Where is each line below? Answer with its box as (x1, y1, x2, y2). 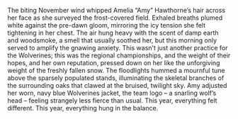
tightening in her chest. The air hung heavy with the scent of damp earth (7, 28, 219, 37)
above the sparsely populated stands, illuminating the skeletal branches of (7, 74, 225, 82)
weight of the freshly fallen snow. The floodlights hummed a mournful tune (7, 67, 225, 74)
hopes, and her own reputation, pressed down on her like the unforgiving (7, 59, 220, 67)
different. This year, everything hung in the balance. (7, 104, 159, 112)
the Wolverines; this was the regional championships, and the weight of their (7, 51, 231, 59)
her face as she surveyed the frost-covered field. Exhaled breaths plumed (7, 13, 223, 22)
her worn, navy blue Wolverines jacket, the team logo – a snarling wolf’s (7, 89, 217, 97)
